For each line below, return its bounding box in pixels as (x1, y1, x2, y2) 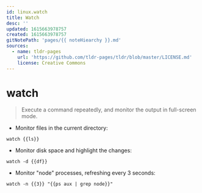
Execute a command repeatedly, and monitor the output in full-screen (21, 106, 197, 113)
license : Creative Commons (17, 60, 86, 66)
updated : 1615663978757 (6, 26, 67, 32)
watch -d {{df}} (6, 159, 48, 165)
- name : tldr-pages (12, 49, 62, 55)
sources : (6, 43, 29, 49)
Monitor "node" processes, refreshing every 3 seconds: (15, 169, 156, 177)
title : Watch (6, 15, 40, 21)
